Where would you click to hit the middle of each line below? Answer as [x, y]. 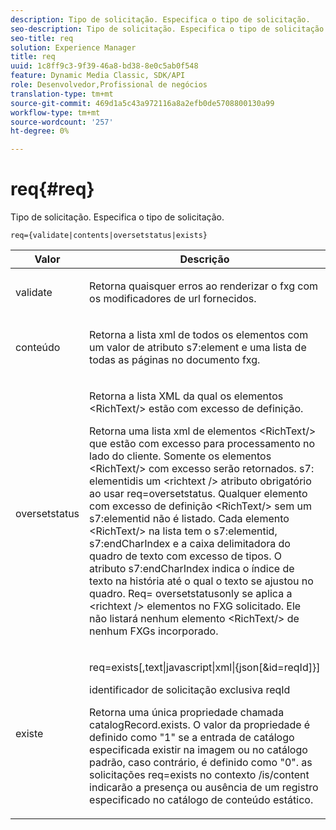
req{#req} [52, 189]
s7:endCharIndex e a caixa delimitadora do [190, 544]
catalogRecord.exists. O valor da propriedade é [200, 725]
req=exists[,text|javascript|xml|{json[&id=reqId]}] [205, 668]
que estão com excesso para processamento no [202, 444]
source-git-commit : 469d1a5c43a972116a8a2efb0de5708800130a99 [142, 103]
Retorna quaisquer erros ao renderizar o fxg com [204, 286]
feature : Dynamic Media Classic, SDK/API [98, 76]
